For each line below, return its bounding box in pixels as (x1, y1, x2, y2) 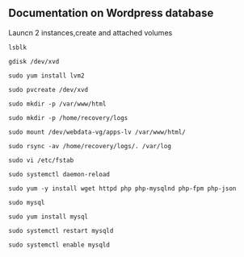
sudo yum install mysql (8, 213, 89, 221)
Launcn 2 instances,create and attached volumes (8, 27, 173, 37)
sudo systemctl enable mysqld (8, 241, 111, 249)
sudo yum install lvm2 (8, 72, 85, 80)
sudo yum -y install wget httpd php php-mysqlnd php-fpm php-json (8, 184, 237, 193)
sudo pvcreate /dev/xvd (8, 85, 89, 93)
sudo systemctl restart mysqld (8, 226, 114, 234)
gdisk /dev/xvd (8, 57, 60, 65)
